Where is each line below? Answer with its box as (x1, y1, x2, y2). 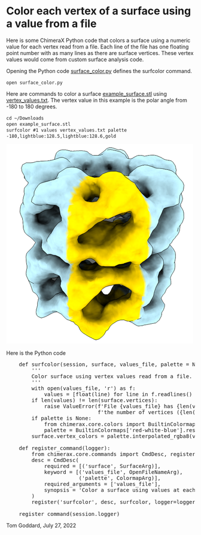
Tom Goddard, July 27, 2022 (6, 522, 77, 529)
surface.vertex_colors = (31, 433, 105, 439)
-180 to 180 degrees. (6, 103, 57, 110)
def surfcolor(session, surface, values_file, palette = (19, 361, 190, 367)
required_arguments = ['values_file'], (44, 481, 162, 487)
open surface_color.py (6, 80, 63, 86)
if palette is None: (31, 415, 92, 421)
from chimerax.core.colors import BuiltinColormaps (44, 421, 199, 427)
